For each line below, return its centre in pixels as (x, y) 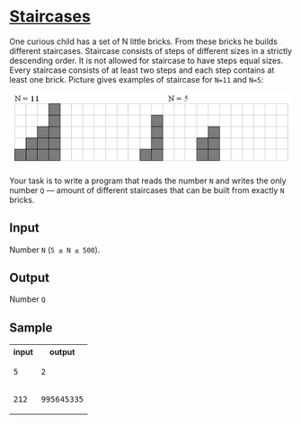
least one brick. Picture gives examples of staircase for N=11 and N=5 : (137, 79)
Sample (31, 327)
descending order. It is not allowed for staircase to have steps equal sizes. (146, 60)
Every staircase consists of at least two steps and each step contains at (142, 70)
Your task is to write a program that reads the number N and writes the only (148, 181)
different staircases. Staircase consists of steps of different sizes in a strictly (151, 50)
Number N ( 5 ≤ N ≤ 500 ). (55, 250)
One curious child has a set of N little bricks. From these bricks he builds (144, 41)
